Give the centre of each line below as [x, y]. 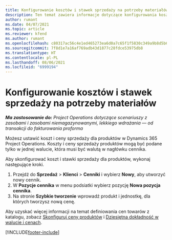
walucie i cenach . [24, 223]
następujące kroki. [25, 165]
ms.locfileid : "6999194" [32, 67]
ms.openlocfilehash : [27, 43]
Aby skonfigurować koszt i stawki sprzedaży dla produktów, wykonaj [78, 159]
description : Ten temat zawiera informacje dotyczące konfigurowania [81, 15]
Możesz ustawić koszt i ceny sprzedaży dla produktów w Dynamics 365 [81, 138]
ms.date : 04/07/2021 [27, 24]
